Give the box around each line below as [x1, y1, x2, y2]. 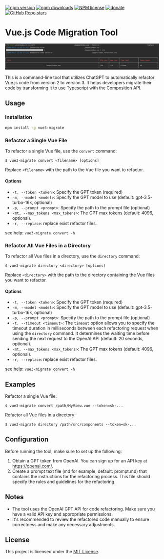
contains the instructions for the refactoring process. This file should [12, 473, 150, 479]
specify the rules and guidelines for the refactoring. [12, 479, 116, 484]
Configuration [5, 435, 49, 444]
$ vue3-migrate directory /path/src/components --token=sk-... [5, 422, 137, 427]
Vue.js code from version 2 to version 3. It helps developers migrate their [5, 79, 152, 85]
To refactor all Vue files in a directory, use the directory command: [5, 253, 140, 259]
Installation [5, 113, 33, 120]
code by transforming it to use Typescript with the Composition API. [5, 85, 142, 91]
